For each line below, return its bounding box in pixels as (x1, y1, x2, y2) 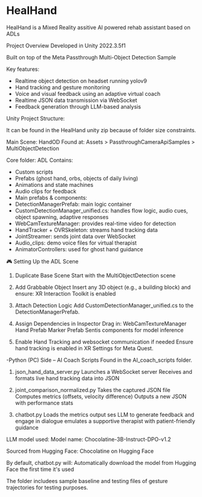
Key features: (6, 65, 39, 73)
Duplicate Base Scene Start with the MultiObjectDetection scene (15, 271, 176, 279)
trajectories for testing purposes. (6, 484, 88, 491)
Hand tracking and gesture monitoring (15, 83, 111, 91)
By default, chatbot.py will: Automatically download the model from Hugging (6, 459, 197, 466)
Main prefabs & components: (15, 194, 88, 201)
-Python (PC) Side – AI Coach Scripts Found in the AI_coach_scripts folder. (6, 356, 192, 363)
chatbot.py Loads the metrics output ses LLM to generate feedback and (15, 411, 195, 418)
